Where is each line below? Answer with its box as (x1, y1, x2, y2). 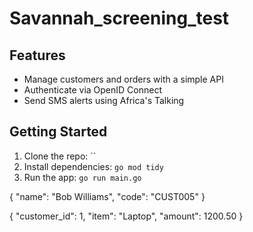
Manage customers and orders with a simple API (23, 73, 224, 85)
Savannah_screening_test (9, 7, 230, 30)
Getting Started (9, 123, 108, 141)
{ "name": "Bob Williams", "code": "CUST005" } (9, 190, 206, 202)
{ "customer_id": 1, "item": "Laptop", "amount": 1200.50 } (9, 210, 244, 222)
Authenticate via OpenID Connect (23, 84, 163, 96)
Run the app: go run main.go (23, 171, 142, 183)
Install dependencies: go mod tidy (23, 160, 164, 172)
